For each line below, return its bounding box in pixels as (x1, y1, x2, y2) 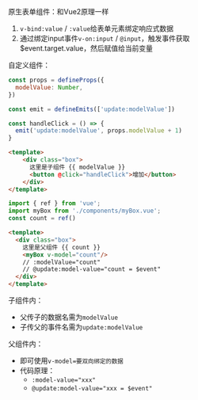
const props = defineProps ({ (8, 76, 105, 84)
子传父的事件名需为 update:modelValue (19, 322, 143, 331)
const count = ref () (8, 215, 77, 223)
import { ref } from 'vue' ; (8, 200, 101, 208)
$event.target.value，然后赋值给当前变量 (19, 44, 153, 53)
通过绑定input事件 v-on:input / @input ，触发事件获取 (19, 34, 190, 43)
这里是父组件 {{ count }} (22, 243, 101, 251)
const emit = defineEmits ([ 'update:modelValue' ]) (8, 105, 176, 113)
